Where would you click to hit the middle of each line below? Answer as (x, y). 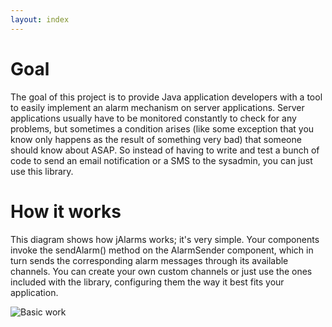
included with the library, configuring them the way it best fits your (147, 282)
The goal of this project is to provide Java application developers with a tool (166, 97)
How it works (66, 211)
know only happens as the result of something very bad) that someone (156, 139)
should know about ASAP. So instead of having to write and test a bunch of (165, 150)
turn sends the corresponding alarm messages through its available (149, 260)
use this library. (42, 171)
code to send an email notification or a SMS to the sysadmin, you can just (161, 160)
